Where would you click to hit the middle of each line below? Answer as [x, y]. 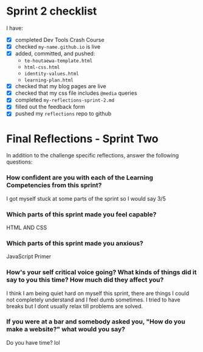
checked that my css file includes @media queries [76, 93]
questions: [19, 162]
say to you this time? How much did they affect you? [85, 280]
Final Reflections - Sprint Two [82, 139]
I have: [15, 28]
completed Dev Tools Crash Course [60, 40]
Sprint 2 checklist [52, 11]
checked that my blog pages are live [60, 86]
